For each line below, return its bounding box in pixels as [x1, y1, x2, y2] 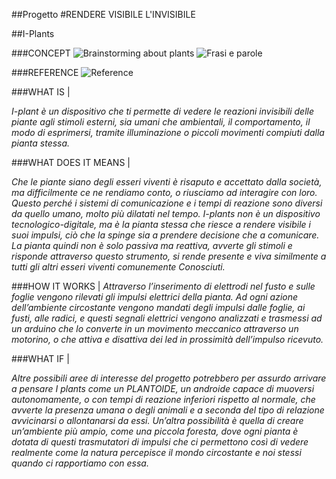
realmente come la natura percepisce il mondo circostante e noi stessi [11, 447, 302, 458]
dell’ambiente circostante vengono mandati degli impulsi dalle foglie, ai [11, 302, 306, 313]
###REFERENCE [11, 67, 79, 78]
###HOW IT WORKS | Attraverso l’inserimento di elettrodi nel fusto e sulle [11, 280, 316, 292]
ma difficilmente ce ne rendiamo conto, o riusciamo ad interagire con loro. [11, 187, 318, 198]
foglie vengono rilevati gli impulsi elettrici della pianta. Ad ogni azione [11, 291, 299, 303]
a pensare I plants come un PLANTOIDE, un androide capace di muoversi [11, 383, 315, 394]
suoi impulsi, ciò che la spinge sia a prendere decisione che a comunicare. [11, 229, 320, 241]
